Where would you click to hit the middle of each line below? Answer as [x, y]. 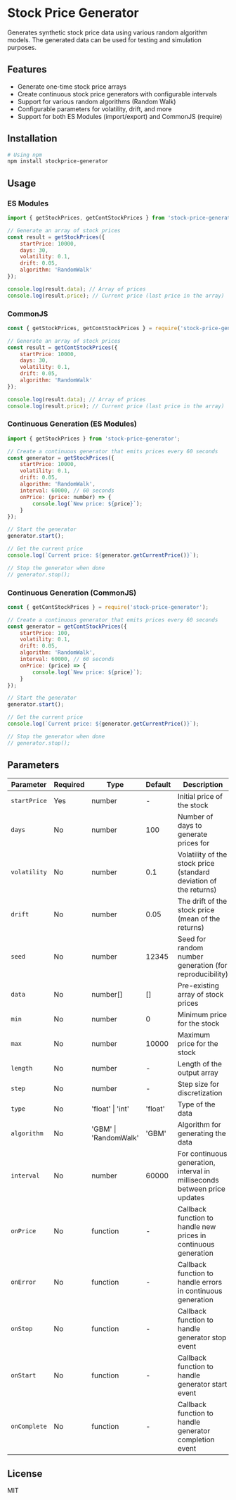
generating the [202, 1133]
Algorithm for [199, 1125]
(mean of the [199, 919]
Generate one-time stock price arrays [72, 87]
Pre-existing [199, 985]
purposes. [22, 47]
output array [198, 1073]
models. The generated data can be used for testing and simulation [105, 39]
